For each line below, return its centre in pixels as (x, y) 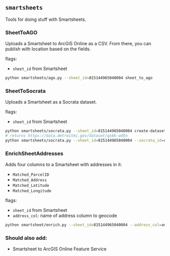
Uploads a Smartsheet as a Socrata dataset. (51, 102)
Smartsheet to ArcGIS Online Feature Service (59, 249)
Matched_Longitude (32, 191)
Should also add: (26, 238)
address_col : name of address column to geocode (65, 216)
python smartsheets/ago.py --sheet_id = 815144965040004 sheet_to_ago (79, 78)
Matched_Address (30, 180)
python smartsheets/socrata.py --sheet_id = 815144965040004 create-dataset (86, 131)
